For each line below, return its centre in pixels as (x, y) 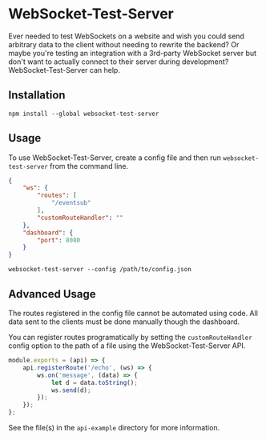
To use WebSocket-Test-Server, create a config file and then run (115, 158)
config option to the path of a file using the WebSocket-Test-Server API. (127, 346)
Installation (37, 96)
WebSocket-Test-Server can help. (64, 70)
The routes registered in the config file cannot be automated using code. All (133, 313)
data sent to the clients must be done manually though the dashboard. (124, 322)
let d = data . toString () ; (94, 382)
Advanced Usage (52, 294)
